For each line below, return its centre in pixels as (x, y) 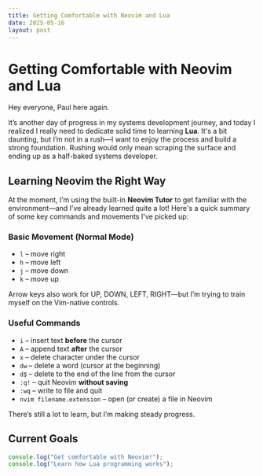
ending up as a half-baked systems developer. (83, 156)
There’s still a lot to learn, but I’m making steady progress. (102, 414)
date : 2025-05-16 (37, 23)
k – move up (39, 279)
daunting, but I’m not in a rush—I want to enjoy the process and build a (122, 139)
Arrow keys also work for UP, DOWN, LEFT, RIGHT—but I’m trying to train (127, 294)
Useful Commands (44, 323)
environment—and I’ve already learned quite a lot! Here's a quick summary (129, 208)
